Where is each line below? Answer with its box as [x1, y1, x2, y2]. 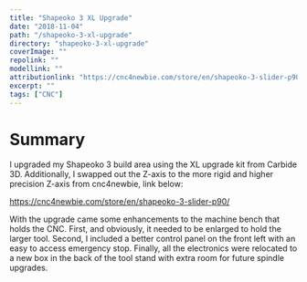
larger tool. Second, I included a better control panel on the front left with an [9, 234, 296, 245]
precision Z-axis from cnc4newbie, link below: [9, 179, 184, 190]
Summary [9, 129, 85, 150]
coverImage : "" [9, 47, 68, 57]
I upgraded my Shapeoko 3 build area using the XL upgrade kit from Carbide [9, 159, 298, 170]
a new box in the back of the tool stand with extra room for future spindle [9, 253, 285, 264]
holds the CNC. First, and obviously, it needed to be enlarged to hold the [9, 224, 281, 235]
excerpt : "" [9, 81, 55, 90]
